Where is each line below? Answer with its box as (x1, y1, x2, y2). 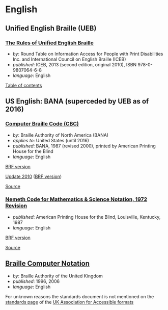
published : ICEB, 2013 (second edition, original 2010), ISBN (12, 61, 137, 67)
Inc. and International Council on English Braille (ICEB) (12, 56, 126, 62)
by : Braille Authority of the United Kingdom (12, 273, 103, 279)
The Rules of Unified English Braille (5, 39, 94, 46)
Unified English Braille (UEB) (5, 24, 97, 33)
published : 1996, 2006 (12, 278, 60, 284)
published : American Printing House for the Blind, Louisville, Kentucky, (12, 214, 161, 220)
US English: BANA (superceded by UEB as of (5, 97, 149, 106)
